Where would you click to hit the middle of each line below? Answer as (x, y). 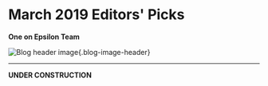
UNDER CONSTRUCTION (50, 75)
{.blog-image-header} (114, 52)
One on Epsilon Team (44, 37)
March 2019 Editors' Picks (97, 15)
